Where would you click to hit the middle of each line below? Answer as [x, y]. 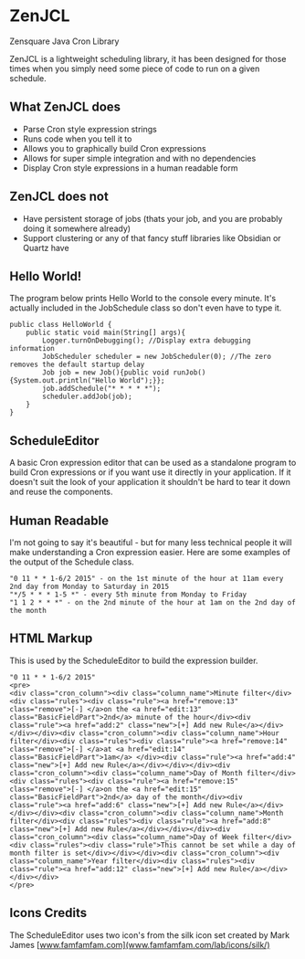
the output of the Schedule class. [72, 562]
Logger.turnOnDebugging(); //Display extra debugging [147, 341]
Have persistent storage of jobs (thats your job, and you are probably [152, 218]
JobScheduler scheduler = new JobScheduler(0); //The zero [157, 357]
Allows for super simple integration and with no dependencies [139, 158]
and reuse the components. [61, 492]
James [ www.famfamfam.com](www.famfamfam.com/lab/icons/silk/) [140, 944]
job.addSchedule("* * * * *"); [102, 389]
